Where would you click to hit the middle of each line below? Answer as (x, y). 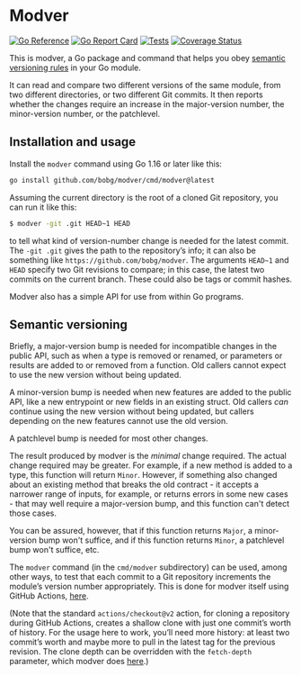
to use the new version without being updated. (95, 375)
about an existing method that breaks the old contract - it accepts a (134, 485)
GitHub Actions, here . (49, 596)
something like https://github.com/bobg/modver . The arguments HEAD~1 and (149, 260)
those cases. (33, 513)
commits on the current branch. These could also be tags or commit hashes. (151, 279)
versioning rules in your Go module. (75, 67)
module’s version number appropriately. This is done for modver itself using (149, 587)
